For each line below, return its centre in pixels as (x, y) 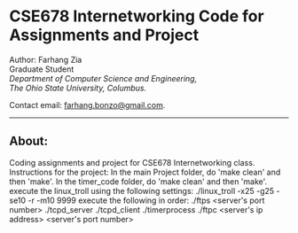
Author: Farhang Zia (46, 59)
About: (29, 141)
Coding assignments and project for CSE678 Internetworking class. (132, 162)
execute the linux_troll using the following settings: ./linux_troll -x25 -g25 (142, 190)
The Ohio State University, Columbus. (78, 88)
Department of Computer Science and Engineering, (103, 78)
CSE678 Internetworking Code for (137, 16)
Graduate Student (42, 69)
